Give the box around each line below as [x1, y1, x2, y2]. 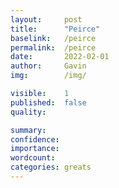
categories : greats [10, 162, 92, 173]
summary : [10, 125, 47, 135]
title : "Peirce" [10, 24, 101, 34]
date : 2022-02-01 [10, 52, 110, 62]
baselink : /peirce [10, 33, 97, 43]
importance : [10, 144, 60, 154]
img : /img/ [10, 71, 87, 81]
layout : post [10, 14, 83, 25]
